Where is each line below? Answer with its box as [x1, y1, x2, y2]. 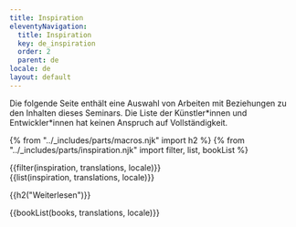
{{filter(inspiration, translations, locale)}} [9, 161, 162, 173]
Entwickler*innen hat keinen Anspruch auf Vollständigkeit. [9, 117, 228, 128]
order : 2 [17, 47, 51, 57]
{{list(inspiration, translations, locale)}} [9, 171, 155, 182]
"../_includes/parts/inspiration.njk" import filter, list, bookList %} [9, 144, 248, 155]
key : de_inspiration [17, 38, 96, 48]
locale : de [9, 65, 51, 74]
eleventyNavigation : [9, 22, 89, 31]
